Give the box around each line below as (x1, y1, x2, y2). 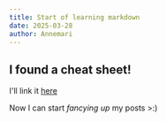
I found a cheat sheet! (9, 62, 132, 77)
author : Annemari (9, 29, 73, 38)
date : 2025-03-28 (9, 21, 73, 30)
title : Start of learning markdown (9, 12, 140, 22)
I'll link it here (9, 86, 57, 96)
